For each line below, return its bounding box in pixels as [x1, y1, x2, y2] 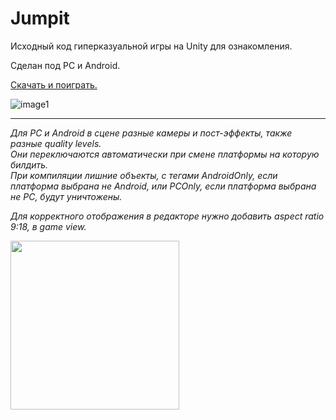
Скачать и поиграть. [10, 78, 98, 91]
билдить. [10, 158, 49, 171]
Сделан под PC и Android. [10, 59, 121, 71]
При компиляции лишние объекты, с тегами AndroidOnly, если [10, 169, 278, 181]
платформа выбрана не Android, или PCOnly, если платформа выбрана [10, 180, 317, 192]
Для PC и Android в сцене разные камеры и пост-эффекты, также [10, 127, 293, 139]
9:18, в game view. [10, 220, 87, 232]
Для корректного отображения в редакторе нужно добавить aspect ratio [10, 210, 325, 222]
